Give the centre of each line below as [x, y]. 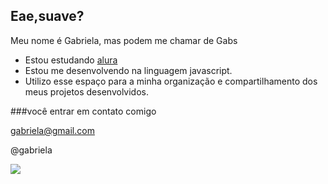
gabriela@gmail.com [52, 130]
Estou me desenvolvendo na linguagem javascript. [128, 70]
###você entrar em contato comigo [83, 111]
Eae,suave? [47, 16]
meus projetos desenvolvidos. [86, 91]
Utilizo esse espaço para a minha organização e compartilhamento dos [171, 81]
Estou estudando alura [71, 60]
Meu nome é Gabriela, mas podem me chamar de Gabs [124, 40]
